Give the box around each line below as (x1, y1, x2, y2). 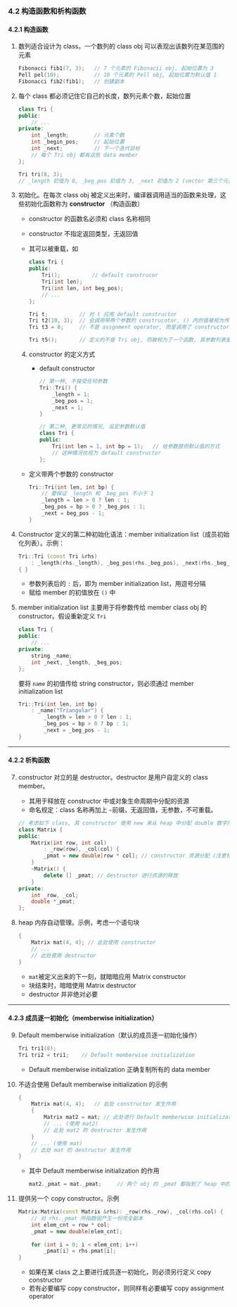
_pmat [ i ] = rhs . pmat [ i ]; (44, 1248, 117, 1255)
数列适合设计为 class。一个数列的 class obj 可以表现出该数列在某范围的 (18, 42, 224, 51)
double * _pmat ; (31, 898, 76, 906)
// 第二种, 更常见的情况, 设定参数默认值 (39, 423, 146, 430)
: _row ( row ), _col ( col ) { (44, 846, 120, 853)
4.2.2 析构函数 (8, 756, 51, 765)
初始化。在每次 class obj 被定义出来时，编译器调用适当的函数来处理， (18, 191, 220, 199)
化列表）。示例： (18, 539, 65, 547)
